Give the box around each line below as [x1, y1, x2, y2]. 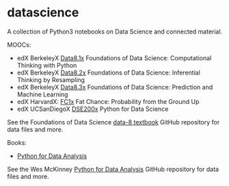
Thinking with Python [16, 61, 77, 69]
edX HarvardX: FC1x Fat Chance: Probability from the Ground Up [16, 97, 200, 105]
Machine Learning [16, 90, 68, 98]
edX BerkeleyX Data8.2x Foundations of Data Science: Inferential [16, 68, 200, 77]
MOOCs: [7, 40, 31, 49]
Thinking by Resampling [16, 75, 85, 83]
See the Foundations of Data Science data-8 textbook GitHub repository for [7, 118, 220, 126]
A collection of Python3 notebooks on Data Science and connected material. [7, 27, 223, 36]
